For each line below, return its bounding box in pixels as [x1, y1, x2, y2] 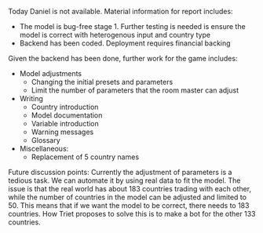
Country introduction [31, 102, 99, 111]
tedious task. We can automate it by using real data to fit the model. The [8, 176, 241, 185]
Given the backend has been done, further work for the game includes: [8, 54, 238, 63]
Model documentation [31, 111, 103, 120]
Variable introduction [31, 119, 100, 128]
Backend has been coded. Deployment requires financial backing [19, 38, 231, 48]
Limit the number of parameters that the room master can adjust [31, 86, 239, 95]
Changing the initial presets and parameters [31, 78, 174, 86]
